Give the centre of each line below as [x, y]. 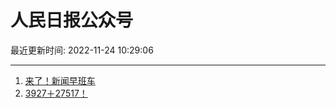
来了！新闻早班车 [60, 80]
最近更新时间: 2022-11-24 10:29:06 [82, 50]
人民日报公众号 [72, 20]
